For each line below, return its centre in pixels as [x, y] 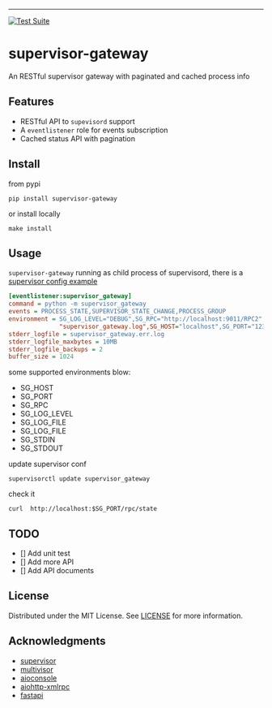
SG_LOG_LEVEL [47, 414]
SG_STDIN [37, 440]
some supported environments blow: [70, 372]
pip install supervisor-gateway [63, 199]
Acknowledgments [57, 641]
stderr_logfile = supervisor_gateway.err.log [86, 334]
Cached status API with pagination [78, 138]
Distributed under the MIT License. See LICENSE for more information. [126, 615]
